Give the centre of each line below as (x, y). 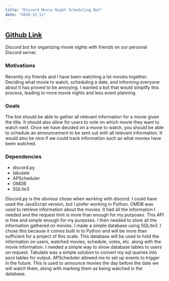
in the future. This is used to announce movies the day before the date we (82, 263)
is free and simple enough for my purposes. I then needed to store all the (81, 220)
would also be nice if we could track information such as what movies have (83, 138)
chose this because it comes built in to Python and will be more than (76, 231)
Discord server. (21, 52)
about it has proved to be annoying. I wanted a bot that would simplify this (82, 87)
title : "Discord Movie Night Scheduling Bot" (54, 10)
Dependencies (23, 156)
